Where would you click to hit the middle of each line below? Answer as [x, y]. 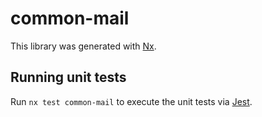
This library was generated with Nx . [83, 46]
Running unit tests [68, 77]
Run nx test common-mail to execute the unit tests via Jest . [131, 101]
